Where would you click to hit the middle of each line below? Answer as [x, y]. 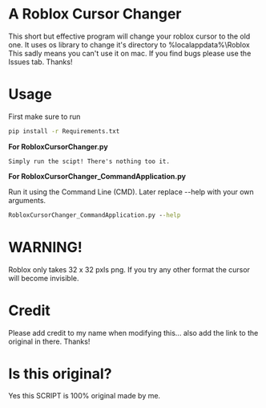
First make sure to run [44, 116]
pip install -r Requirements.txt [64, 131]
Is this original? [60, 373]
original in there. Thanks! [49, 341]
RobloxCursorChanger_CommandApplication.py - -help [95, 215]
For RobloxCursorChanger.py [58, 146]
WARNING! [45, 247]
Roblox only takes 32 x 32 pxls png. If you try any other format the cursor [129, 269]
